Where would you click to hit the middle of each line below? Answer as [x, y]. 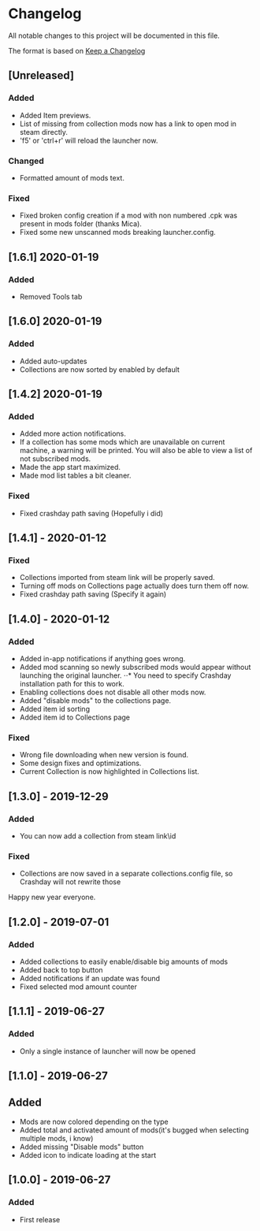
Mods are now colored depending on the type [94, 1121]
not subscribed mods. [55, 459]
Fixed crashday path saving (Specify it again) [93, 594]
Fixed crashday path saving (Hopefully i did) [91, 513]
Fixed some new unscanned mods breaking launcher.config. [118, 232]
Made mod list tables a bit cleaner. [75, 476]
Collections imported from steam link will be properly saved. [117, 578]
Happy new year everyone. [52, 897]
